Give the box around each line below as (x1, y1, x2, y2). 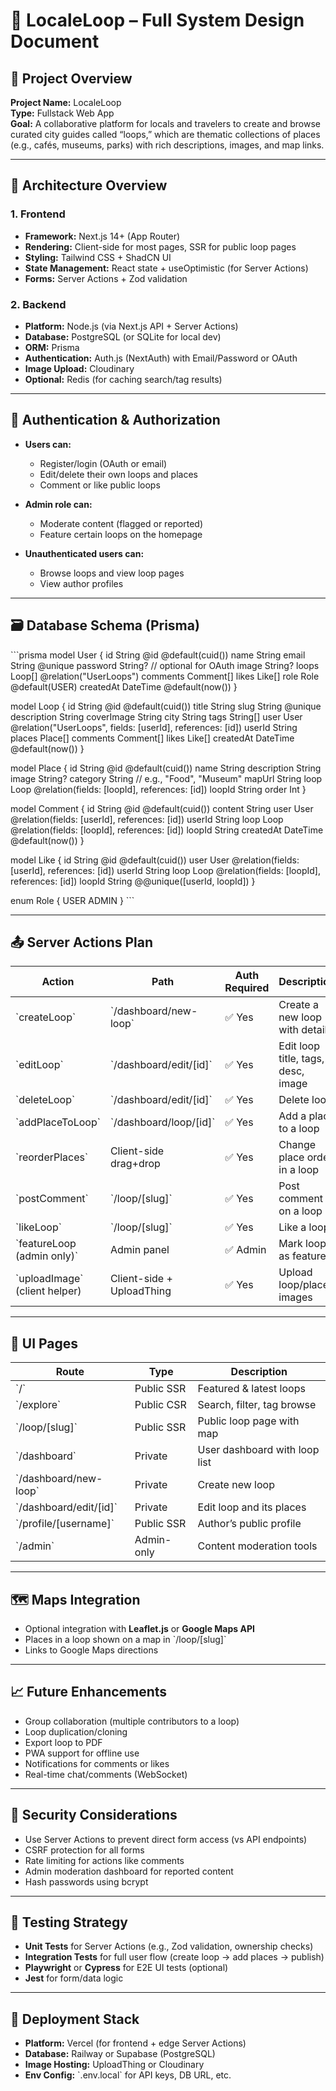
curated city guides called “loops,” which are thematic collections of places (10, 129, 321, 140)
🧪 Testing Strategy (10, 1914, 128, 1931)
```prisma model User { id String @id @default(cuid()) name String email (10, 649, 306, 661)
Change (278, 1138, 317, 1152)
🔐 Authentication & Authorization (10, 412, 221, 429)
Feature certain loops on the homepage (39, 528, 203, 540)
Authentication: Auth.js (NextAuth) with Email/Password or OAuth (24, 352, 298, 364)
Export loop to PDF (24, 1736, 103, 1748)
